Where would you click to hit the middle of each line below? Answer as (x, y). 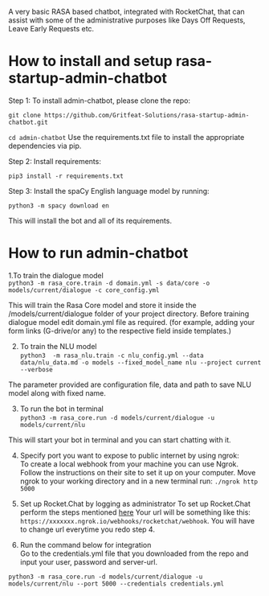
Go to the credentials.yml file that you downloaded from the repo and (134, 553)
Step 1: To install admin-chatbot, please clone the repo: (100, 101)
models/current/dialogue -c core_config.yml (84, 290)
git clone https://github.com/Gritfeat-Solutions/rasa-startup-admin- (129, 115)
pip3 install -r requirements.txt (66, 176)
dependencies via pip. (45, 146)
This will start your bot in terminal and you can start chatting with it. (120, 440)
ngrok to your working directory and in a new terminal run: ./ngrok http (139, 481)
